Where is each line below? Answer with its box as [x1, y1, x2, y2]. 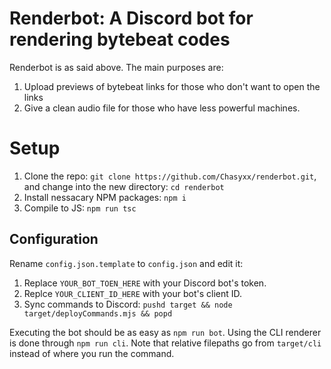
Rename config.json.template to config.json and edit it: [9, 257, 244, 269]
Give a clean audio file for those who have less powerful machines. [23, 102, 301, 114]
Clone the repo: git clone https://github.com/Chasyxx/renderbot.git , [23, 170, 317, 182]
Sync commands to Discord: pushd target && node [23, 298, 233, 310]
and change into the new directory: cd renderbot [23, 180, 225, 192]
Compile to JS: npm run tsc [23, 202, 137, 214]
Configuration [9, 231, 99, 248]
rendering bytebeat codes [9, 28, 231, 51]
